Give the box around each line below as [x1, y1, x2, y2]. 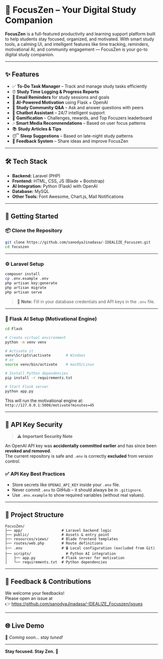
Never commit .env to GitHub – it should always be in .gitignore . [12, 487, 142, 493]
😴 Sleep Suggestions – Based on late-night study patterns [12, 133, 133, 138]
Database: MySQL [12, 188, 49, 194]
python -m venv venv [5, 340, 47, 345]
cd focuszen [5, 245, 29, 250]
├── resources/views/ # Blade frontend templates [5, 536, 118, 542]
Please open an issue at [5, 596, 53, 601]
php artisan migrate [5, 285, 47, 290]
